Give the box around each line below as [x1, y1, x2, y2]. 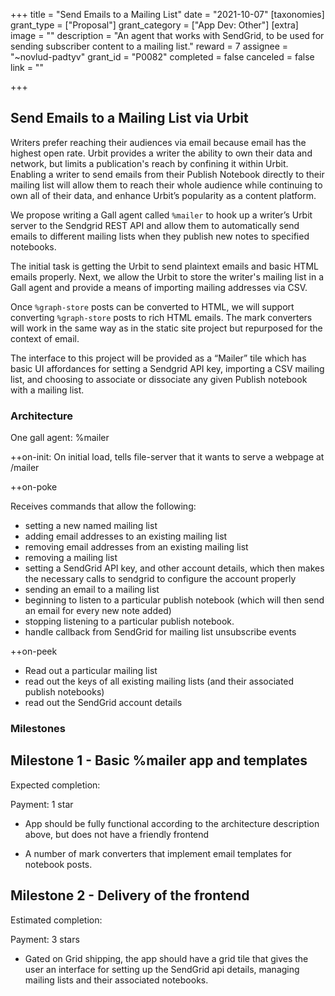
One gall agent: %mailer [10, 432, 110, 444]
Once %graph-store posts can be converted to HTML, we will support [10, 300, 295, 313]
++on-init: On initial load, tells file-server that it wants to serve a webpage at [10, 451, 325, 463]
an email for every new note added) [24, 605, 172, 617]
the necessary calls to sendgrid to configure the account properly [24, 573, 297, 585]
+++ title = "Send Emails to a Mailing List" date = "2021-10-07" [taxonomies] [10, 9, 325, 20]
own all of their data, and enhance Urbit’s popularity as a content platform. [10, 189, 317, 201]
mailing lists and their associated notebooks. [24, 974, 209, 986]
